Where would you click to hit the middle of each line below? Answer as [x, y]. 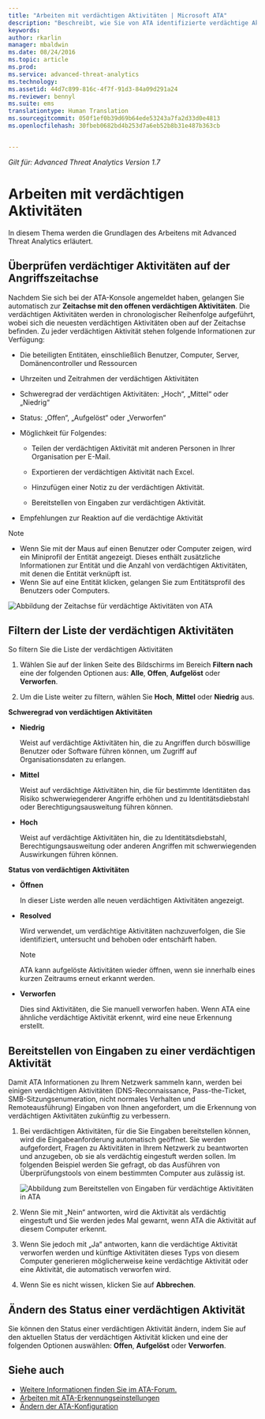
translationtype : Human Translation [68, 111]
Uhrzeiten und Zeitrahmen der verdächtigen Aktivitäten [109, 378]
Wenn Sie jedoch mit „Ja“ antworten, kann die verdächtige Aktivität [129, 1244]
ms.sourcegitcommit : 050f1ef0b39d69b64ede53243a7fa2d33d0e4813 [114, 119]
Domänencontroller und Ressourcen [78, 363]
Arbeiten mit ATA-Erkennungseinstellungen [90, 1398]
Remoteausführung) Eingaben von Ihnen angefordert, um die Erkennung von [132, 1108]
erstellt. [32, 1026]
